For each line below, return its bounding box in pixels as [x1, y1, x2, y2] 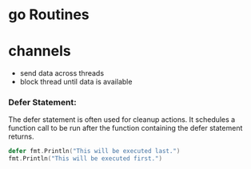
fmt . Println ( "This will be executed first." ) [8, 155, 162, 163]
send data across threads [19, 69, 105, 78]
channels [8, 42, 71, 61]
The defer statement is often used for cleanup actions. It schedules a [8, 115, 236, 124]
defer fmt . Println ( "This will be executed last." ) [8, 147, 181, 155]
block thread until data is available [19, 77, 133, 87]
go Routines [8, 6, 90, 24]
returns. [8, 132, 34, 141]
